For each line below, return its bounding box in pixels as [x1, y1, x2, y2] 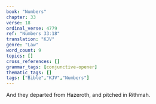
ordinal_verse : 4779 [6, 25, 58, 31]
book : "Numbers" [6, 8, 47, 15]
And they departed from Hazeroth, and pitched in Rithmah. [6, 92, 151, 99]
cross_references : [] [6, 58, 60, 64]
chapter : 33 [6, 14, 36, 20]
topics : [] [6, 53, 33, 59]
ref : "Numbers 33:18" [6, 31, 60, 37]
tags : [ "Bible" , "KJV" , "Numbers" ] [6, 75, 90, 81]
